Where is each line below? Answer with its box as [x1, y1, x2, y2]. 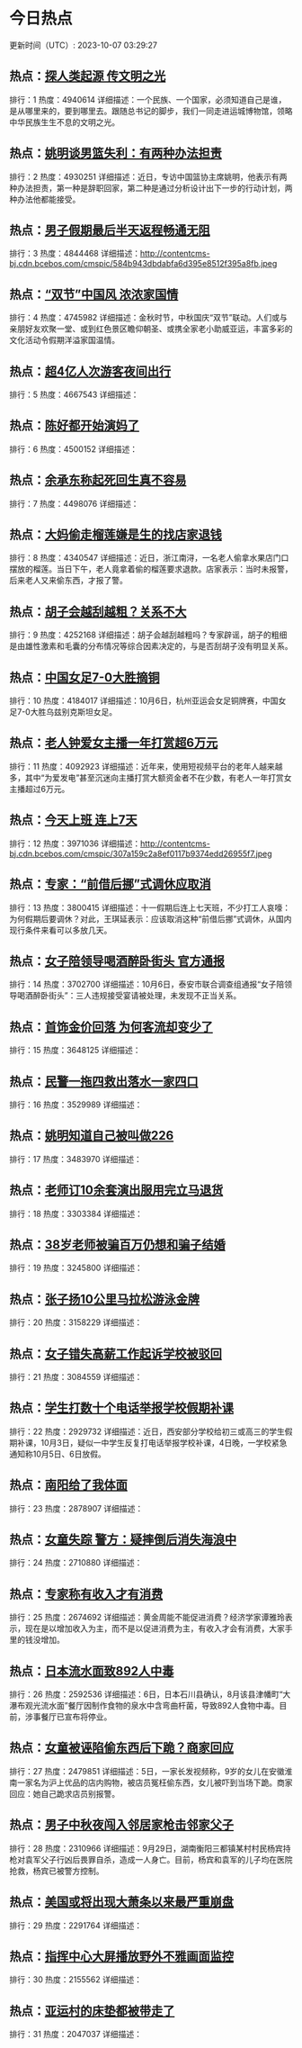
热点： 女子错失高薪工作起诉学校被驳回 [9, 1346, 222, 1361]
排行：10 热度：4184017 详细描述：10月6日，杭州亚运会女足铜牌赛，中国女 [9, 695, 287, 707]
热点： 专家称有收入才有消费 [9, 1586, 164, 1601]
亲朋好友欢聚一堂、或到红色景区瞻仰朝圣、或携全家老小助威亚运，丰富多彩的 [9, 323, 293, 334]
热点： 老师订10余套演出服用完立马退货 [9, 1183, 224, 1198]
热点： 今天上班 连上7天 [9, 812, 138, 828]
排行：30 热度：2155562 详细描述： [9, 1974, 142, 1985]
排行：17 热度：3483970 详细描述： [9, 1153, 142, 1164]
